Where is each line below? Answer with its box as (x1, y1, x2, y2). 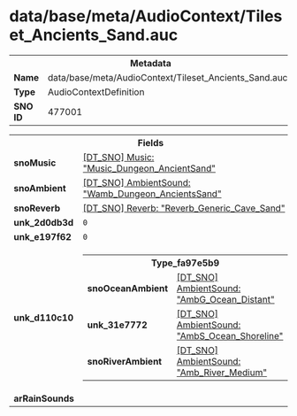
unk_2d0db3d (13, 216, 74, 228)
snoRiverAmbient (87, 355, 162, 367)
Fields (137, 136, 164, 149)
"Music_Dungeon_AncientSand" (82, 162, 217, 174)
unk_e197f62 (13, 230, 72, 243)
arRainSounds (13, 392, 75, 404)
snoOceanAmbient (87, 281, 169, 294)
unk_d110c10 (13, 312, 74, 324)
